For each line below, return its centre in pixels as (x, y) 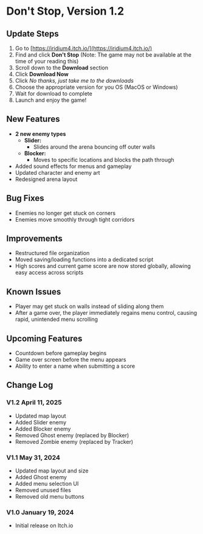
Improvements (34, 239)
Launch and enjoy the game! (51, 100)
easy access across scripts (49, 273)
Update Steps (33, 34)
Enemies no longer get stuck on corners (65, 213)
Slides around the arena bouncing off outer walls (94, 147)
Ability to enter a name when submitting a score (75, 366)
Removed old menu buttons (50, 497)
